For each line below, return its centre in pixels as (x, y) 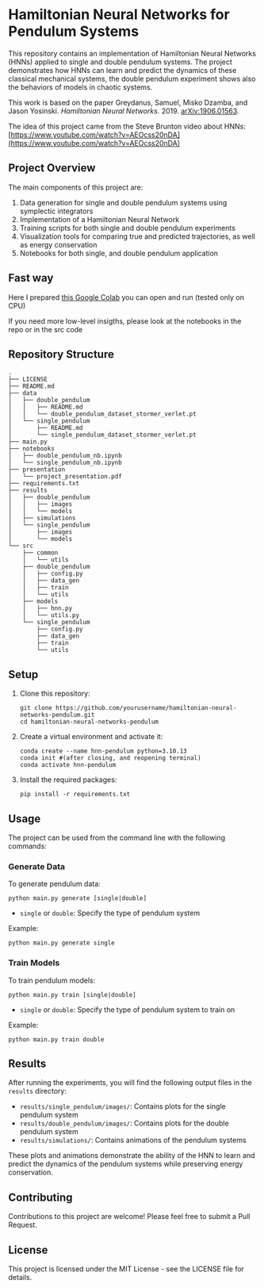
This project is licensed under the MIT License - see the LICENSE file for (126, 1269)
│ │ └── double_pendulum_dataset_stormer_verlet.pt (102, 414)
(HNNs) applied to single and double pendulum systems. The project (120, 62)
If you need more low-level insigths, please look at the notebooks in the (125, 321)
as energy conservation (58, 244)
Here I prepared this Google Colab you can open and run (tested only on (126, 297)
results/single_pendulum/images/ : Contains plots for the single (122, 1106)
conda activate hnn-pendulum (68, 765)
